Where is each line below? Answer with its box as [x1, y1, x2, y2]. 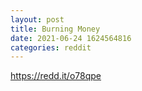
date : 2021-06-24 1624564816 [10, 33, 132, 43]
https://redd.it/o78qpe [10, 70, 102, 82]
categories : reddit [10, 42, 92, 53]
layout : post [10, 14, 65, 25]
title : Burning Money [10, 24, 101, 34]
